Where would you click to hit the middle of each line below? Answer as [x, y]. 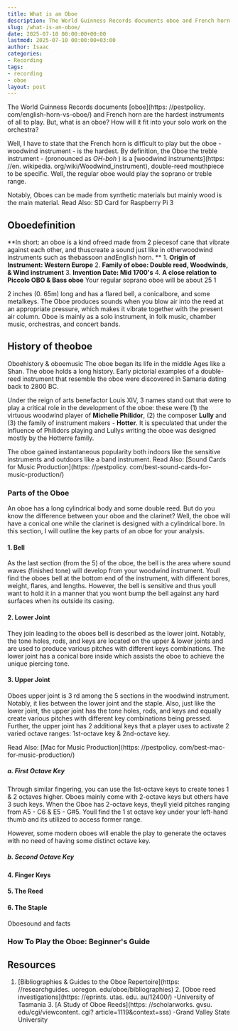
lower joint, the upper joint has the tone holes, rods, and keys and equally [114, 711]
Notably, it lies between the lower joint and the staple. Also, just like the [112, 703]
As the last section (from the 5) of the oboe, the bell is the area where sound [119, 563]
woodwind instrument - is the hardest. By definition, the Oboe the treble [113, 151]
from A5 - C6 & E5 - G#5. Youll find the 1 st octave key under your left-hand [118, 812]
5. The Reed [26, 891]
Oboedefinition [42, 225]
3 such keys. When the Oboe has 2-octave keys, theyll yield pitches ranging [119, 804]
